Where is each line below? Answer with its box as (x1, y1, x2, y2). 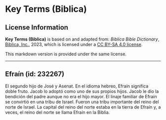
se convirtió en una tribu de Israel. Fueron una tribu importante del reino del (5, 99, 159, 105)
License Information (5, 23, 68, 32)
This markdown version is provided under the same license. (5, 51, 127, 57)
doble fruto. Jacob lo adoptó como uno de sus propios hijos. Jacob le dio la (5, 88, 159, 94)
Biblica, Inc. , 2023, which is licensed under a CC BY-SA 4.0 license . (5, 41, 143, 47)
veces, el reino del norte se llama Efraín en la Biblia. (5, 109, 110, 115)
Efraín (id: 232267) (5, 70, 65, 79)
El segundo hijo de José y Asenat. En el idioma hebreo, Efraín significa (5, 83, 149, 89)
